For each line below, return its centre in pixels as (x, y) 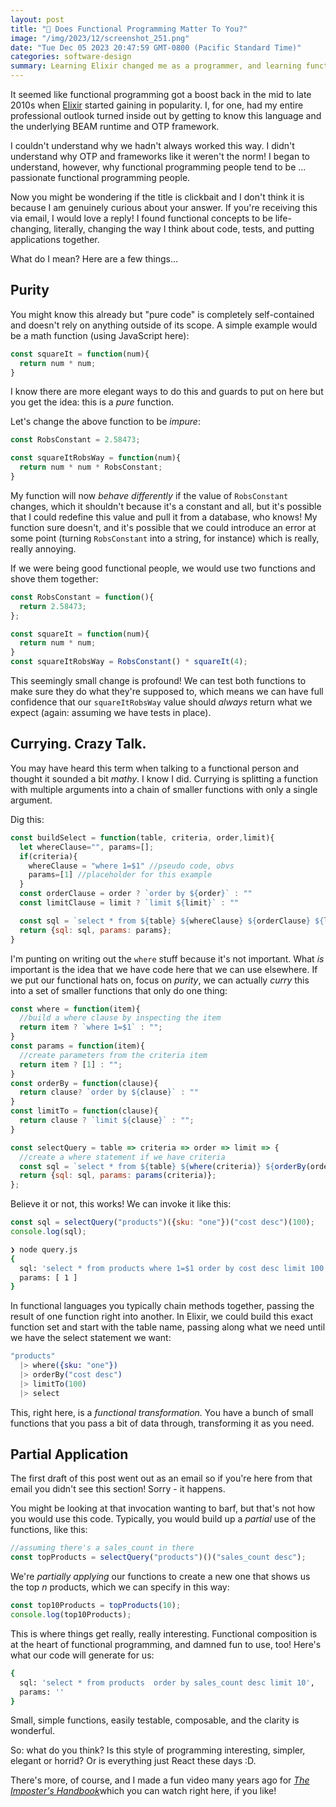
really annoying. (43, 548)
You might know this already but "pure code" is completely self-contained (162, 314)
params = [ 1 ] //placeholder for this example (120, 875)
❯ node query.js (44, 1249)
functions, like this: (49, 1530)
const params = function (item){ (77, 1046)
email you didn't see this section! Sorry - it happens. (118, 1489)
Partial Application (69, 1454)
